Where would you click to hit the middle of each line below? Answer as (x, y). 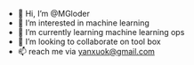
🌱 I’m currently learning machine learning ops (101, 32)
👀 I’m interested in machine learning (83, 23)
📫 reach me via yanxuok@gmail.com (86, 51)
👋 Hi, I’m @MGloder (54, 14)
